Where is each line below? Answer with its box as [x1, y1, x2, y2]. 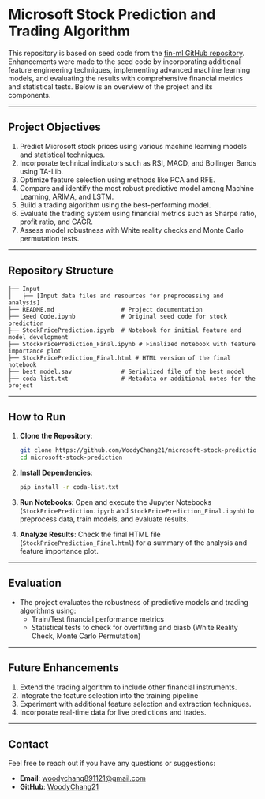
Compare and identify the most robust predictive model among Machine [19, 183, 255, 192]
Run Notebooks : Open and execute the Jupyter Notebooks [19, 498, 212, 506]
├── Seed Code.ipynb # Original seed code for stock [8, 312, 227, 320]
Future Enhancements [8, 661, 120, 675]
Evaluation [8, 577, 62, 590]
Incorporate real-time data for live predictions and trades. [19, 708, 207, 717]
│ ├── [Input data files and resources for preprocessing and [8, 292, 224, 300]
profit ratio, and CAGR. [19, 217, 93, 226]
